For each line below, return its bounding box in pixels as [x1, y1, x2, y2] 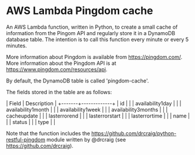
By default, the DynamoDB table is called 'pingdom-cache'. [6, 77, 149, 84]
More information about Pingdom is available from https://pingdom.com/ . [6, 53, 183, 60]
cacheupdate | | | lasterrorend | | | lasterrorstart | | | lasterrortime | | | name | [6, 112, 190, 119]
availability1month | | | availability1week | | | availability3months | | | [6, 106, 168, 113]
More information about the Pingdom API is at [6, 60, 116, 67]
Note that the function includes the [6, 130, 90, 137]
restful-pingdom [6, 136, 46, 143]
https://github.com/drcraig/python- [91, 130, 177, 137]
